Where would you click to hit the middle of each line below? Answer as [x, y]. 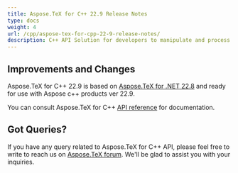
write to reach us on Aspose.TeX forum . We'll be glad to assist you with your [119, 154]
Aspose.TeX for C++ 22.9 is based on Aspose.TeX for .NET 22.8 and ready [117, 86]
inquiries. [21, 162]
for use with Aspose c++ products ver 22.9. [71, 94]
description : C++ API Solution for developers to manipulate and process [119, 40]
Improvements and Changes [71, 69]
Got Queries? [37, 129]
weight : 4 [22, 27]
